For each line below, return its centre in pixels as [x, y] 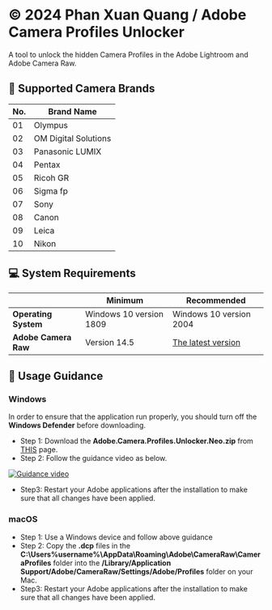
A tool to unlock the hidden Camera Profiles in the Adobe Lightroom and [128, 54]
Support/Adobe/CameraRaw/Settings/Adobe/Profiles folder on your [136, 571]
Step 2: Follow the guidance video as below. [93, 459]
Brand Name [72, 111]
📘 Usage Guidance [56, 375]
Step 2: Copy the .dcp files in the [75, 545]
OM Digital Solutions [72, 138]
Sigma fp [51, 190]
